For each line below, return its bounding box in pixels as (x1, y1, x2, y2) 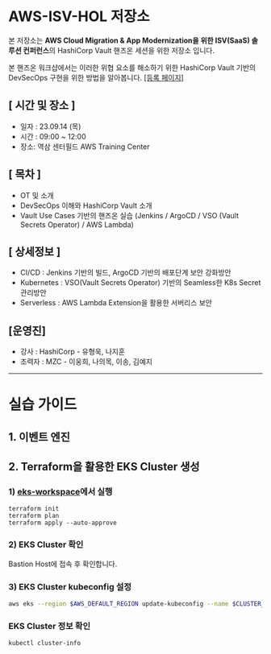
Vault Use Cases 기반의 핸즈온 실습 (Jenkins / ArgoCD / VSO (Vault (19, 210, 240, 220)
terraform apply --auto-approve (8, 519, 117, 528)
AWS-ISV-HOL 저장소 (8, 7, 151, 26)
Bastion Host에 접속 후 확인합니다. (8, 559, 118, 569)
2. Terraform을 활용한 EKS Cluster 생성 (8, 460, 200, 474)
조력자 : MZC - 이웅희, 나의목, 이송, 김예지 (19, 357, 153, 366)
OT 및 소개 (19, 190, 54, 200)
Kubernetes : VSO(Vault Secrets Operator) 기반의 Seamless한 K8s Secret (19, 278, 261, 288)
